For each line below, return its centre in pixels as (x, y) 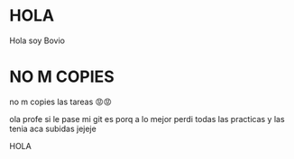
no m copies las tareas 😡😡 (61, 102)
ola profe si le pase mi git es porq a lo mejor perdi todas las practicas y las (147, 119)
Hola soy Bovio (37, 40)
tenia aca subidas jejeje (53, 128)
